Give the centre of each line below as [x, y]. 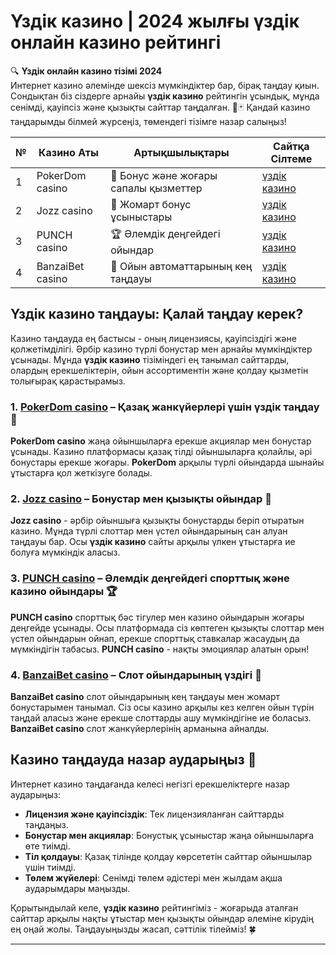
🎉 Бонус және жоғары [164, 175]
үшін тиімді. [50, 867]
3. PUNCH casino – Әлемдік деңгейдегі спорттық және [150, 578]
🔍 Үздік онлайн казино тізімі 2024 [86, 71]
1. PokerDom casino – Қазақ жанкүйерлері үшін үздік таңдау [165, 407]
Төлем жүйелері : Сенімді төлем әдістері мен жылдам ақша [153, 877]
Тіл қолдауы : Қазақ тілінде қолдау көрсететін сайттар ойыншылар [168, 856]
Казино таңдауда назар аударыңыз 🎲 [133, 760]
